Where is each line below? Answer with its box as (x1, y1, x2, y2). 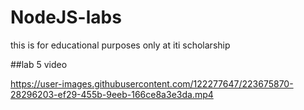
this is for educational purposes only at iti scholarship (10, 39, 231, 51)
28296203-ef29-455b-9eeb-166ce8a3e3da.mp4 (10, 88, 214, 100)
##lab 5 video (10, 58, 68, 70)
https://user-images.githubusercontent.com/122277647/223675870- (10, 77, 294, 90)
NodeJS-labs (10, 6, 122, 29)
